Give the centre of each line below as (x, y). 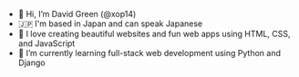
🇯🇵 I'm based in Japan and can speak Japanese (110, 24)
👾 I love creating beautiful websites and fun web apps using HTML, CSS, (154, 34)
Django (31, 63)
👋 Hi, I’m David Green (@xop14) (77, 14)
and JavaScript (46, 43)
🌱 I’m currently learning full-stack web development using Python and (149, 53)
